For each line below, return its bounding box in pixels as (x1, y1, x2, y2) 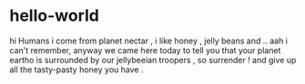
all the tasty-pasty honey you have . (9, 64, 144, 75)
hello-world (9, 5, 100, 26)
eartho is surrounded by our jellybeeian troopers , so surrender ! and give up (9, 54, 297, 65)
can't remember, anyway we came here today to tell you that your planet (9, 44, 281, 55)
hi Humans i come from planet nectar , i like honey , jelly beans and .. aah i (9, 35, 289, 46)
